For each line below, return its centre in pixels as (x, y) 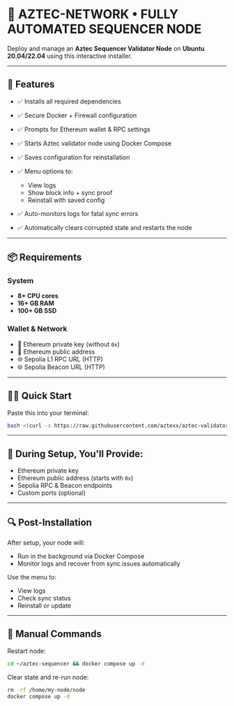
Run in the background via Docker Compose (81, 556)
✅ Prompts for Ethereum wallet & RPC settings (84, 129)
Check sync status (44, 598)
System (21, 281)
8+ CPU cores (38, 296)
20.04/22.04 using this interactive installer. (70, 56)
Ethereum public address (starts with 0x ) (75, 478)
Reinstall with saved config (66, 200)
